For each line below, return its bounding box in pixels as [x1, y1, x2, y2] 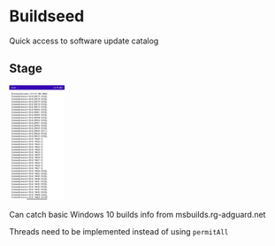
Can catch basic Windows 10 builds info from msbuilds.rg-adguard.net [9, 210, 266, 220]
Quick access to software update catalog [9, 35, 159, 46]
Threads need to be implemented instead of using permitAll [9, 227, 229, 237]
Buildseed [9, 6, 85, 27]
